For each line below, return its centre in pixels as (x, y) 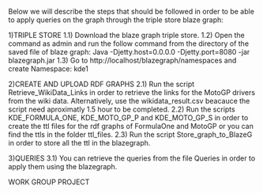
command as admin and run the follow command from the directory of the (129, 44)
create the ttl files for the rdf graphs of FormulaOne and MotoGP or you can (131, 126)
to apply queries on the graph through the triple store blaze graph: (116, 20)
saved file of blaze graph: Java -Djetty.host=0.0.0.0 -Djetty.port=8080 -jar (129, 52)
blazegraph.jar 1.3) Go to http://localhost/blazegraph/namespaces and (122, 60)
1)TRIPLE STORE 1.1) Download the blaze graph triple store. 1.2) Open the (126, 35)
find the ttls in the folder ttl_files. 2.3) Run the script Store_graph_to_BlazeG (130, 134)
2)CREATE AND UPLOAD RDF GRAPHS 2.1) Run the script (101, 84)
